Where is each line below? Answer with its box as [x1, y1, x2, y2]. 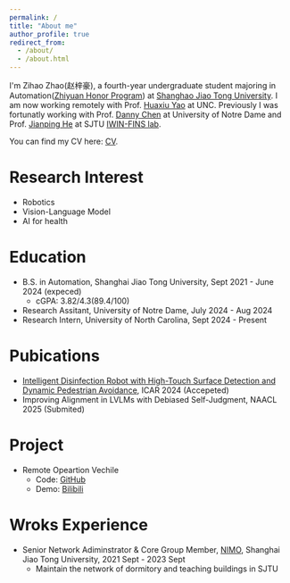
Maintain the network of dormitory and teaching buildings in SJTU [35, 563, 279, 574]
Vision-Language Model [21, 206, 112, 217]
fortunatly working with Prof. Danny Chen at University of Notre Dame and [9, 109, 282, 120]
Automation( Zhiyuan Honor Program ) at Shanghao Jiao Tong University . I [9, 90, 278, 101]
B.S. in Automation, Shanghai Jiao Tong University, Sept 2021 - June [21, 276, 275, 287]
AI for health [21, 215, 69, 226]
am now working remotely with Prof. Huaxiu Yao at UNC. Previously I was [9, 100, 278, 110]
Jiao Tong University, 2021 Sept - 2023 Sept [21, 554, 186, 564]
